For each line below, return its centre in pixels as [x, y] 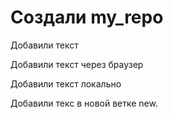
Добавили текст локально [66, 83]
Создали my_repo [87, 17]
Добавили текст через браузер [77, 64]
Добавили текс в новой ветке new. [84, 103]
